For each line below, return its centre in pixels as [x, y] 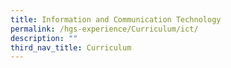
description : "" [44, 38]
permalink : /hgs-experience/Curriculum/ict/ [104, 29]
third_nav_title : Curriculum [71, 47]
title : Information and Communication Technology [116, 19]
